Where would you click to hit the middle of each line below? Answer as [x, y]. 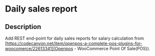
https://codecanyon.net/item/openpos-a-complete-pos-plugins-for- [75, 43]
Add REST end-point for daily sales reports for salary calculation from [75, 38]
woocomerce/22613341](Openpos [39, 49]
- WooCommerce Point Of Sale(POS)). [112, 49]
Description [23, 27]
